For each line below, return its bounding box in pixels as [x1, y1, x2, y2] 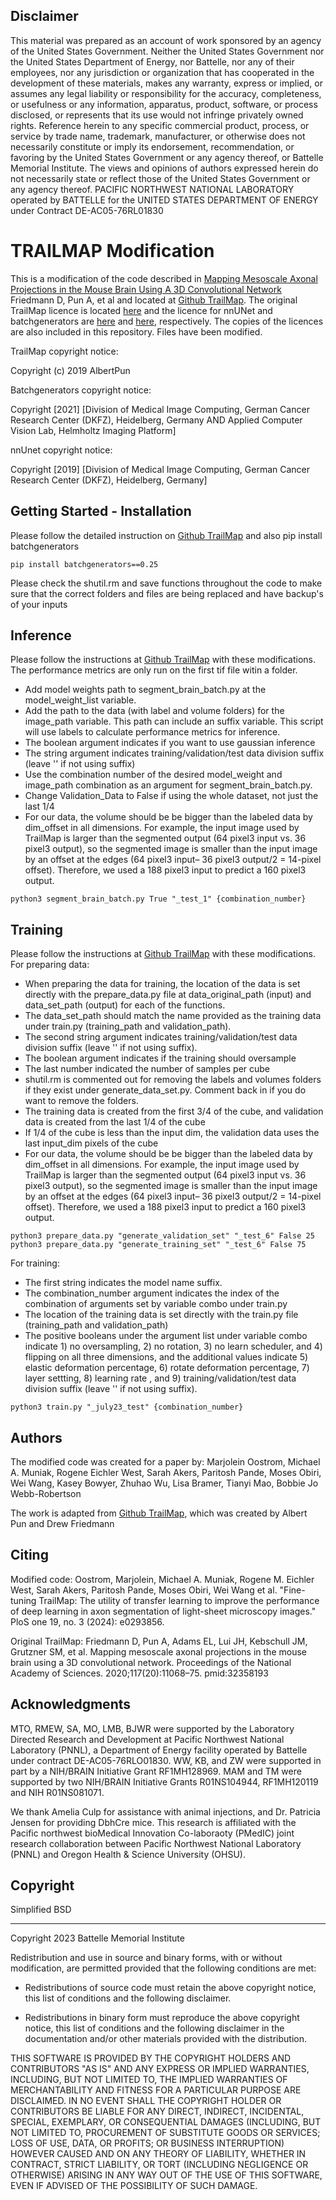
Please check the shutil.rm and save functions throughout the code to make [10, 577, 323, 589]
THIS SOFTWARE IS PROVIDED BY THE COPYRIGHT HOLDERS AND [10, 2052, 292, 2064]
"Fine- [279, 1584, 306, 1596]
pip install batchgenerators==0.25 [10, 559, 159, 569]
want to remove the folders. [24, 1095, 139, 1107]
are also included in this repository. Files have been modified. [10, 325, 263, 338]
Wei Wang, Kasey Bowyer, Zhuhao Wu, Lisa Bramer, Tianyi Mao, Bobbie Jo [10, 1477, 319, 1489]
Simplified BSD [10, 1904, 72, 1916]
